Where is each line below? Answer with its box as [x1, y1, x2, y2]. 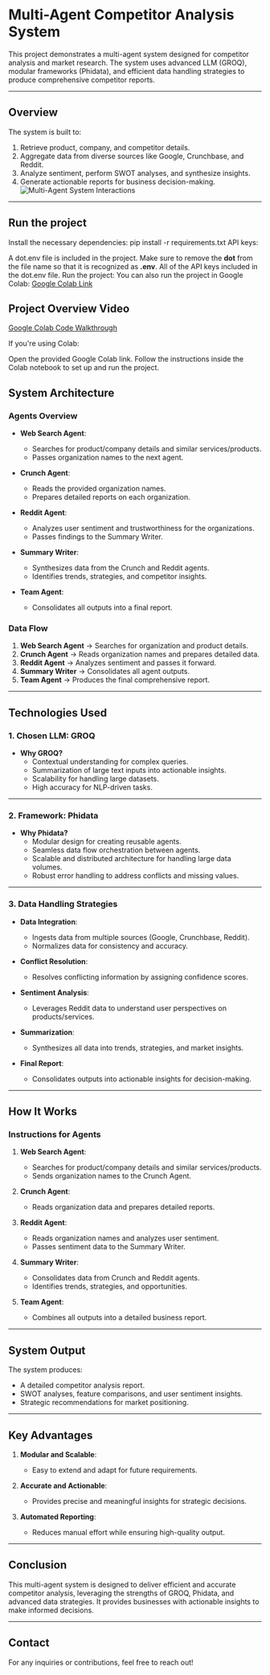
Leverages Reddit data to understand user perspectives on [31, 1003, 227, 1013]
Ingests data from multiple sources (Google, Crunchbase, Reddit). [31, 932, 251, 942]
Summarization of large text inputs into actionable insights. [31, 766, 227, 775]
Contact [8, 1636, 50, 1650]
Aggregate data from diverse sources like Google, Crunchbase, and [19, 151, 244, 161]
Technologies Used [8, 705, 107, 720]
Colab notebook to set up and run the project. [8, 363, 159, 373]
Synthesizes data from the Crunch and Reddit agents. [31, 563, 210, 573]
